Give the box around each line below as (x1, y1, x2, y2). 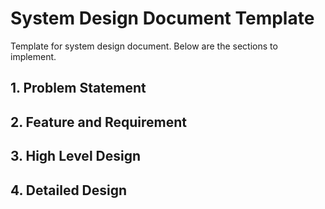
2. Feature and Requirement (10, 113, 187, 131)
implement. (10, 50, 57, 62)
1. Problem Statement (10, 80, 147, 97)
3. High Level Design (10, 148, 142, 165)
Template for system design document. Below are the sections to (10, 40, 278, 52)
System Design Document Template (10, 7, 315, 30)
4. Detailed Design (10, 182, 128, 199)
